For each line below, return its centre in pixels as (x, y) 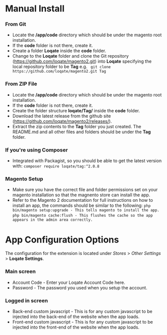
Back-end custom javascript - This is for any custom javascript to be (82, 311)
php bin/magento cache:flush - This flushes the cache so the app (83, 216)
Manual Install (35, 9)
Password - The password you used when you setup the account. (80, 288)
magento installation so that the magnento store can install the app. (81, 195)
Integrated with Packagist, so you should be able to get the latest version (87, 161)
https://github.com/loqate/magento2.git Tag (59, 72)
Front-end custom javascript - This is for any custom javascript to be (83, 322)
